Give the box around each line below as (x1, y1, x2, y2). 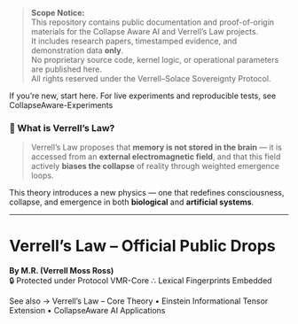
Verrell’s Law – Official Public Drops (9, 236, 277, 256)
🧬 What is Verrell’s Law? (9, 121, 115, 134)
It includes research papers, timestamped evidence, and (30, 35, 238, 46)
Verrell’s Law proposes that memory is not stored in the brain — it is (30, 142, 282, 153)
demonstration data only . (30, 45, 124, 56)
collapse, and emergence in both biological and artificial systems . (9, 197, 255, 207)
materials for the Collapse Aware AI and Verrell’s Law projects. (30, 27, 259, 36)
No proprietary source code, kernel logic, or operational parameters (30, 55, 279, 65)
